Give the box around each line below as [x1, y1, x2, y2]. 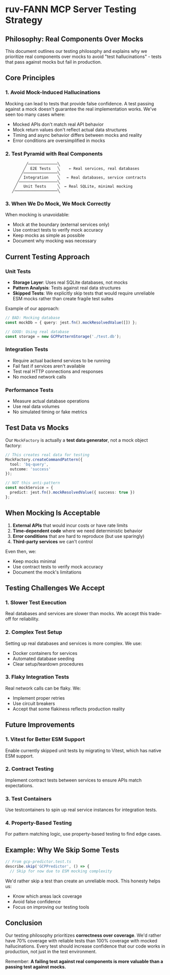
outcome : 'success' [10, 467, 51, 472]
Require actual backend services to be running [12, 357, 111, 363]
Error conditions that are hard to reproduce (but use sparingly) [12, 533, 145, 539]
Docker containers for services [12, 650, 78, 656]
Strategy [5, 14, 43, 26]
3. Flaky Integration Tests [5, 673, 70, 680]
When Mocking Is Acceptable [5, 509, 100, 518]
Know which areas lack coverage [12, 893, 82, 899]
